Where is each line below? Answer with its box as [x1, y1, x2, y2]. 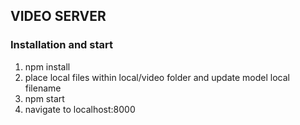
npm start [24, 92, 65, 104]
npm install [24, 60, 71, 73]
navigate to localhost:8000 [24, 103, 136, 115]
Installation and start [10, 38, 113, 52]
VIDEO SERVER [10, 8, 107, 25]
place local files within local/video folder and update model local [24, 71, 290, 83]
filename [24, 82, 62, 94]
